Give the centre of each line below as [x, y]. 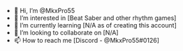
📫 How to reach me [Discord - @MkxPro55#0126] [86, 40]
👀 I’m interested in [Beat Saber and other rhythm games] [95, 18]
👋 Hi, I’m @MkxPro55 [44, 11]
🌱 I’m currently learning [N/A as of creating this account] [95, 25]
